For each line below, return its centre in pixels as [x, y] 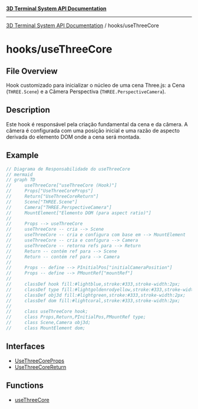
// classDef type [33, 289]
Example [22, 156]
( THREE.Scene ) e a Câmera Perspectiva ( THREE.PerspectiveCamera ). [86, 91]
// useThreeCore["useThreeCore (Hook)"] [62, 185]
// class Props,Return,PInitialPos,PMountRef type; [76, 317]
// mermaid [19, 174]
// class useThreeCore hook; [47, 312]
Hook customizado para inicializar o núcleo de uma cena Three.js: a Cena [95, 85]
